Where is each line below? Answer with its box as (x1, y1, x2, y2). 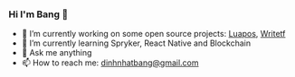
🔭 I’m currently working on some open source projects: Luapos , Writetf (21, 29, 286, 39)
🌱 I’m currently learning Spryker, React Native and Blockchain (21, 38, 252, 48)
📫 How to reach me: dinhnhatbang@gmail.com (21, 57, 199, 68)
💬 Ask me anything (21, 47, 92, 58)
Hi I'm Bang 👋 (8, 8, 69, 21)
